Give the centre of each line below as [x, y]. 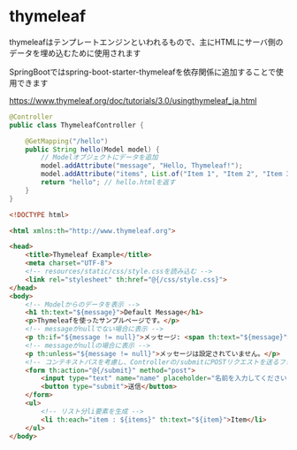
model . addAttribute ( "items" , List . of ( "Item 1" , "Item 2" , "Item [162, 175]
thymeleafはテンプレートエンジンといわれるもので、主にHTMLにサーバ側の [146, 42]
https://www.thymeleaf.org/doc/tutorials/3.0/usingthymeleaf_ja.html [133, 100]
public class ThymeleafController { [76, 125]
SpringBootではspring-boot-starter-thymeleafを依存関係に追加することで [143, 72]
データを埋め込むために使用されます [75, 53]
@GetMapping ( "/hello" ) [67, 141]
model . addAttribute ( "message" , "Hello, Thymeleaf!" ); [142, 166]
